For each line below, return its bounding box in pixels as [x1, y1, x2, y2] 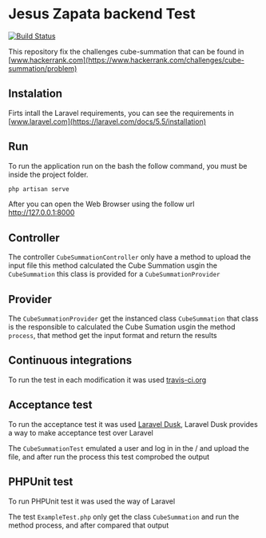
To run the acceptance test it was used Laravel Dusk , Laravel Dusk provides [8, 419, 258, 428]
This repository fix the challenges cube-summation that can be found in [8, 46, 244, 56]
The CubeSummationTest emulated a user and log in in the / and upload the [8, 443, 249, 452]
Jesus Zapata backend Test [8, 5, 196, 23]
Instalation [8, 87, 62, 101]
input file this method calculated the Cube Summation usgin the [8, 261, 218, 270]
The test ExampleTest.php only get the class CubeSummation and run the [8, 512, 240, 521]
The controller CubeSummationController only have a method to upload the [8, 253, 252, 262]
